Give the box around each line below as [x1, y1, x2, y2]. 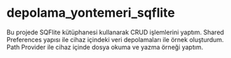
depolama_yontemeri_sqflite [6, 5, 176, 21]
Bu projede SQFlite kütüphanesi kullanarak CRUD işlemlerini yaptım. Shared [6, 28, 225, 36]
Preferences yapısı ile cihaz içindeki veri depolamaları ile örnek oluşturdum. [6, 35, 225, 43]
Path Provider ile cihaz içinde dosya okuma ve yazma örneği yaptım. [6, 43, 204, 51]
